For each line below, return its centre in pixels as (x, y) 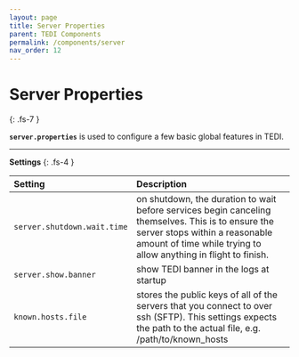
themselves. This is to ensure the (205, 222)
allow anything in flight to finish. (202, 255)
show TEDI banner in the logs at (203, 270)
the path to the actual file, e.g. (198, 329)
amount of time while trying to (199, 244)
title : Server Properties (57, 26)
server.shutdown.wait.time (71, 227)
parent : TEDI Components (55, 34)
